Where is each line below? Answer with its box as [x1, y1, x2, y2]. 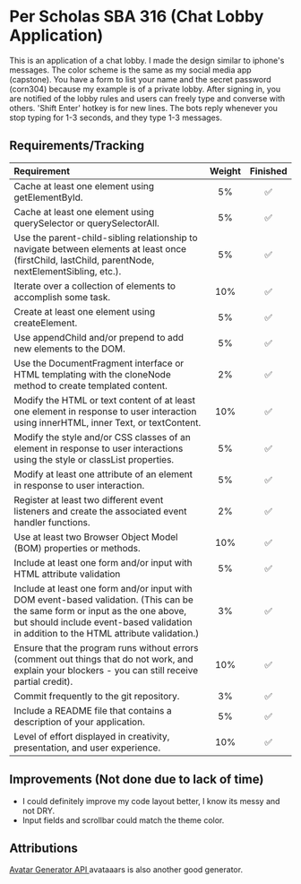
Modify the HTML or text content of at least [13, 394, 195, 406]
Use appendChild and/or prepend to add [13, 331, 185, 343]
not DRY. [21, 805, 56, 816]
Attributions [9, 840, 79, 855]
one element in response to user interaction [13, 405, 197, 418]
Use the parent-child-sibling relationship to [13, 231, 198, 244]
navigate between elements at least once [13, 242, 186, 255]
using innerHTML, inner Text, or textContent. [13, 416, 202, 429]
